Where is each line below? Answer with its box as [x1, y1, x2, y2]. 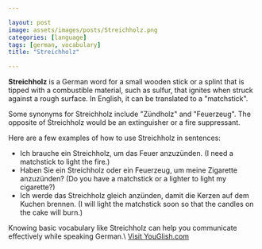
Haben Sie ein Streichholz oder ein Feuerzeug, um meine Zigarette [19, 165, 238, 175]
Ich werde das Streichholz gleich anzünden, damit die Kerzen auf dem [19, 191, 250, 200]
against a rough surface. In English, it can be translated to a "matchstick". [8, 94, 249, 103]
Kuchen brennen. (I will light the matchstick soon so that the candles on [19, 200, 254, 209]
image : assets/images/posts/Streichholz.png [8, 25, 158, 34]
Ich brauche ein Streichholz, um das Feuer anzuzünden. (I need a [19, 149, 234, 158]
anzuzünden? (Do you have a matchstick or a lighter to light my [19, 174, 227, 184]
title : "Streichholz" [8, 49, 80, 56]
